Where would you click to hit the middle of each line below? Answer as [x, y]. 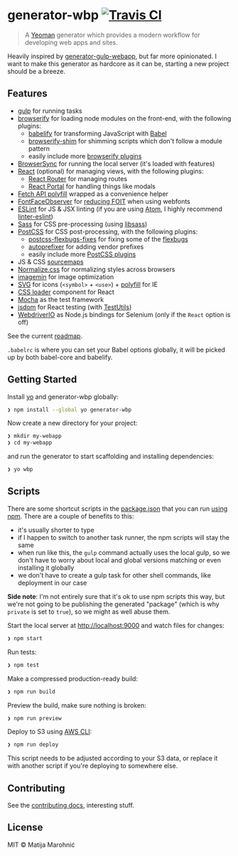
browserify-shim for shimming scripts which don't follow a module [125, 141]
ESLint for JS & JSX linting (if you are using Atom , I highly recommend [120, 209]
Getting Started [42, 380]
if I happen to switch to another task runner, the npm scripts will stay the [123, 537]
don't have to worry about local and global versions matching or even [119, 560]
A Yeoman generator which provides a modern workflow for [112, 35]
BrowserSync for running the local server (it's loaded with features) [116, 163]
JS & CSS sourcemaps [50, 261]
